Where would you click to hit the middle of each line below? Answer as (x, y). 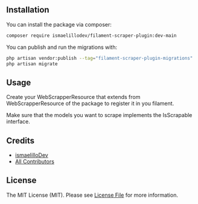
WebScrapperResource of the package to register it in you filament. (90, 104)
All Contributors (34, 162)
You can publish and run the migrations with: (62, 47)
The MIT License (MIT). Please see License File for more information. (92, 195)
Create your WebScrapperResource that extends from (73, 97)
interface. (18, 122)
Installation (28, 10)
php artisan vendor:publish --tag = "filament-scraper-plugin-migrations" (100, 58)
